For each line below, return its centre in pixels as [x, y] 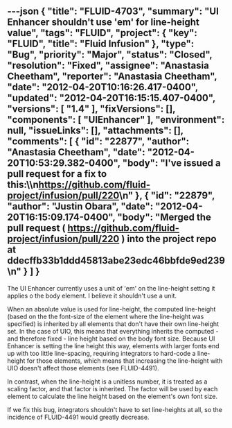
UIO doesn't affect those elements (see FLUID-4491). [83, 368]
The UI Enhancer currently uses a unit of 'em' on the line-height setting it [111, 288]
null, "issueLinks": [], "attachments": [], [95, 131]
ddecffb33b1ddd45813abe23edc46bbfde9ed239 [116, 260]
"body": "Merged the [164, 217]
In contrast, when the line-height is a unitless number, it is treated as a [107, 382]
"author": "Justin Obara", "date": [80, 206]
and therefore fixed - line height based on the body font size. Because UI [111, 339]
